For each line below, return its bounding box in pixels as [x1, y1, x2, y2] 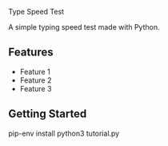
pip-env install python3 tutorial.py [8, 128, 120, 138]
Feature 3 [19, 83, 52, 93]
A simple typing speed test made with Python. [8, 22, 160, 31]
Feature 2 [19, 75, 52, 85]
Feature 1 [19, 67, 50, 76]
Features [8, 46, 54, 59]
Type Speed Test [8, 7, 65, 16]
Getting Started [8, 107, 87, 121]
